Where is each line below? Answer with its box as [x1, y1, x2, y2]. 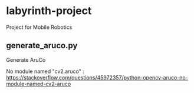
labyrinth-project [6, 4, 92, 18]
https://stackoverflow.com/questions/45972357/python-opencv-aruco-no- [6, 74, 189, 81]
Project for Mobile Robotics [6, 24, 73, 31]
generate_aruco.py [6, 41, 78, 51]
